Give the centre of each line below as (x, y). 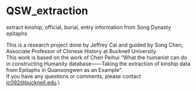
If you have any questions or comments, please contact (73, 76)
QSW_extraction (47, 11)
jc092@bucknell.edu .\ (33, 82)
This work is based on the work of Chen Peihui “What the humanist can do (97, 57)
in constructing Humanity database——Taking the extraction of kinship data (98, 64)
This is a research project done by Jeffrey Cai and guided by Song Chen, (95, 45)
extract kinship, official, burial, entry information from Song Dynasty (89, 27)
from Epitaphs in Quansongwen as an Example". (64, 70)
